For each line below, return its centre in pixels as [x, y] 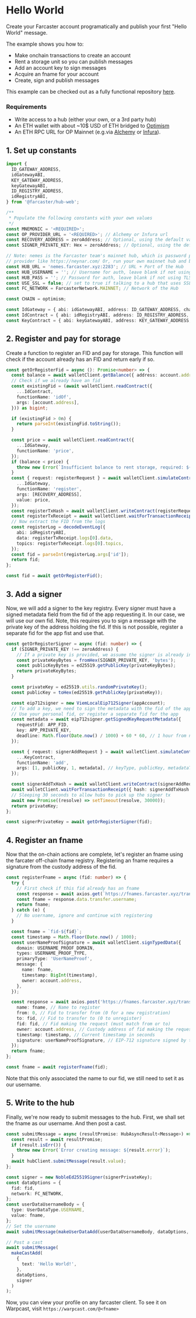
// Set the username [31, 1226]
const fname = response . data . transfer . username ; [77, 899]
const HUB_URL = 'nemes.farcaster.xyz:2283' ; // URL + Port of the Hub [95, 267]
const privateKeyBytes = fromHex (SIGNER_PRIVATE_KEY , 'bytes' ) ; [96, 660]
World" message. [27, 32]
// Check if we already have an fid [56, 381]
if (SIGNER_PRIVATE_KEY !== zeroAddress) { [65, 649]
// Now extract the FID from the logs [59, 522]
